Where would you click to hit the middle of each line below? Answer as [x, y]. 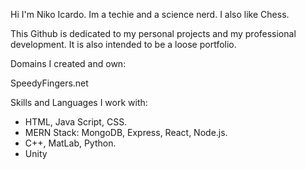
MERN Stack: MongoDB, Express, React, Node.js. [126, 132]
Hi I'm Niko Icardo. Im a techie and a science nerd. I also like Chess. [150, 14]
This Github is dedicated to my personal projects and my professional [153, 33]
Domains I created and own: [68, 63]
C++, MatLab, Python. [70, 143]
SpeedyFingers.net [49, 83]
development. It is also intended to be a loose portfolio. [123, 44]
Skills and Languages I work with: [79, 102]
